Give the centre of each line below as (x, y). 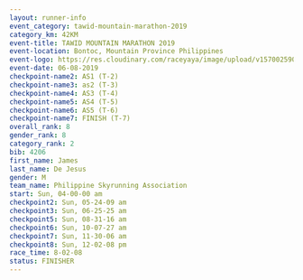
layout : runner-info (48, 18)
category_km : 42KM (44, 34)
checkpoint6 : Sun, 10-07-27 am (68, 228)
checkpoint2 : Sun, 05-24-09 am (68, 203)
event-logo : (32, 60)
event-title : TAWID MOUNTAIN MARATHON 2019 (92, 43)
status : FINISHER (42, 261)
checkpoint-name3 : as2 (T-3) (64, 85)
